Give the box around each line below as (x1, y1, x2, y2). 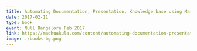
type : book (6, 19, 33, 25)
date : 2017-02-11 (6, 14, 49, 20)
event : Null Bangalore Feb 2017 (6, 25, 85, 31)
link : (6, 30, 19, 36)
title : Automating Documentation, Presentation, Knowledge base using (6, 8, 182, 15)
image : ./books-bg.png (6, 36, 62, 42)
